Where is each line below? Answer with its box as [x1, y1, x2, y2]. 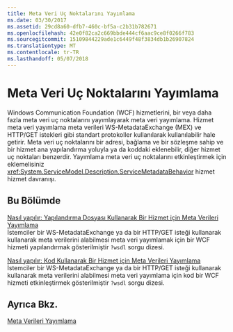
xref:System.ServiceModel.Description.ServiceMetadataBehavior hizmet [7, 167, 215, 176]
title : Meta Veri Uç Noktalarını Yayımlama [7, 10, 136, 17]
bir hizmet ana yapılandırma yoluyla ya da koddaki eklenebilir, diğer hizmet [7, 145, 220, 153]
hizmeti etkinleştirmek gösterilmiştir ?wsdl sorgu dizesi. [7, 279, 165, 287]
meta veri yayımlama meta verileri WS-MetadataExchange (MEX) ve [7, 123, 202, 131]
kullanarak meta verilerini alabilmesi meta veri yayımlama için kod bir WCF [7, 271, 219, 279]
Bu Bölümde [7, 195, 61, 207]
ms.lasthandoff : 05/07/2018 [7, 56, 89, 63]
